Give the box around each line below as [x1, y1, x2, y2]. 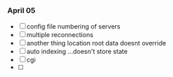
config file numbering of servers [26, 22, 121, 31]
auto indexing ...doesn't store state [26, 48, 129, 56]
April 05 [7, 6, 36, 15]
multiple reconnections [26, 31, 94, 39]
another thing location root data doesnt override [26, 39, 167, 48]
